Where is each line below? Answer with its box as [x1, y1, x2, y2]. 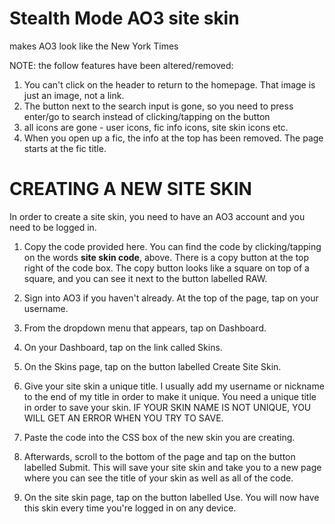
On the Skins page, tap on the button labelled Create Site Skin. [23, 360, 282, 372]
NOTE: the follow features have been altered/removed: [9, 59, 234, 71]
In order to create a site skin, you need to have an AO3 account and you [9, 210, 306, 222]
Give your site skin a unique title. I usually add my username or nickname [23, 380, 325, 392]
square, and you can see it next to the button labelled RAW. [23, 272, 268, 284]
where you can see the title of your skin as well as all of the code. [23, 472, 294, 484]
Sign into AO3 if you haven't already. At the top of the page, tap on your [23, 292, 319, 304]
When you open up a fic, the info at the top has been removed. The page [23, 132, 324, 144]
